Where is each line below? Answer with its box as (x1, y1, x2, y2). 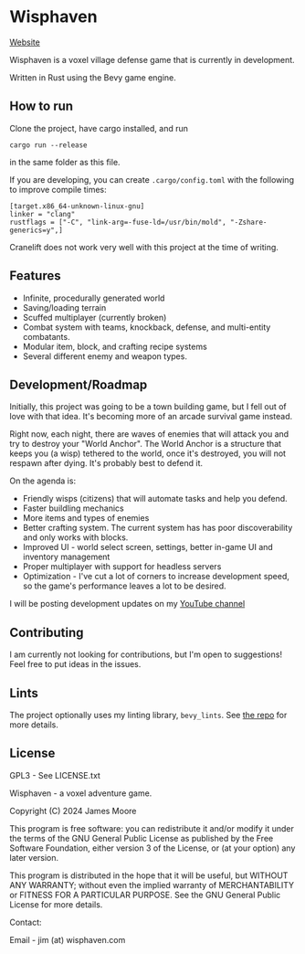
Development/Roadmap (9, 376, 148, 392)
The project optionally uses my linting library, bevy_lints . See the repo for (9, 710, 288, 720)
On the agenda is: (9, 475, 76, 486)
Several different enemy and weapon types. (22, 350, 187, 362)
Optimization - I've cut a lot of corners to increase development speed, (22, 571, 290, 582)
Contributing (9, 624, 84, 641)
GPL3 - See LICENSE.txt (9, 769, 100, 780)
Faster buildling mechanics (22, 503, 125, 514)
